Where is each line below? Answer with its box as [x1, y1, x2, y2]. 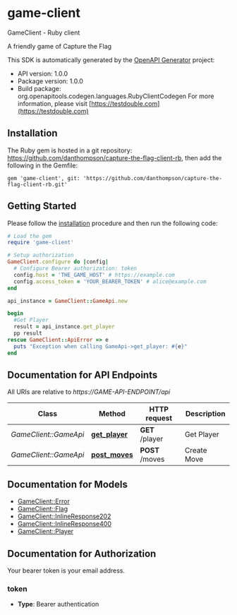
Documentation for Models [7, 478, 128, 490]
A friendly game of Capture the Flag [7, 42, 111, 50]
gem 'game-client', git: [7, 174, 80, 181]
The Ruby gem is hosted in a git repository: [7, 146, 133, 155]
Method [98, 409, 126, 419]
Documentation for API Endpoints [7, 369, 158, 381]
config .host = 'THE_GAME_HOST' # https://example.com [13, 271, 175, 278]
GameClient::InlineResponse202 [17, 512, 111, 520]
